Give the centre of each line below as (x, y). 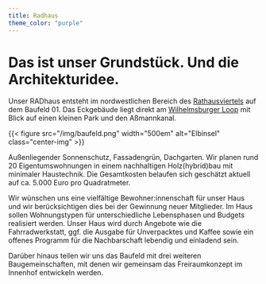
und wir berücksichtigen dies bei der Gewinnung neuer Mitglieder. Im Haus (131, 207)
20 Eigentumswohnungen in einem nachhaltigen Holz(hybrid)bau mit (121, 166)
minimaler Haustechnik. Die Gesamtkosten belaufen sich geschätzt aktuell (129, 174)
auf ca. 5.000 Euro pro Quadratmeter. (69, 183)
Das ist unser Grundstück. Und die (124, 62)
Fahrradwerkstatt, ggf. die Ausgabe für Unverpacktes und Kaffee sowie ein (131, 232)
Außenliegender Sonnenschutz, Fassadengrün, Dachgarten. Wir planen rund (133, 158)
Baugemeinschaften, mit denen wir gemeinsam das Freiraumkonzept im (125, 264)
